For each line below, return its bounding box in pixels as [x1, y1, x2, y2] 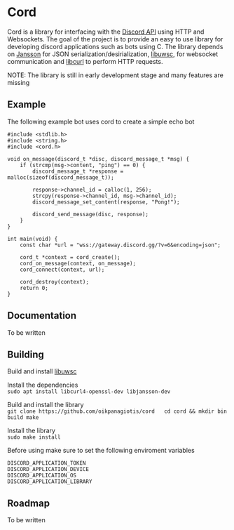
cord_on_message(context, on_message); [20, 260, 137, 267]
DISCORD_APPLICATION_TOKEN [7, 460, 86, 467]
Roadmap [7, 497, 50, 509]
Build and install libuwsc [7, 367, 77, 376]
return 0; [20, 284, 49, 291]
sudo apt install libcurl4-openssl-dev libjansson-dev [7, 388, 171, 395]
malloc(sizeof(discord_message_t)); [7, 173, 114, 181]
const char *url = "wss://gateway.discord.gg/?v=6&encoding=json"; [20, 241, 221, 249]
